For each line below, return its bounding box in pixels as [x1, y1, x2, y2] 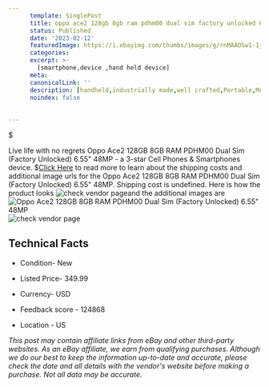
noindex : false [29, 94, 81, 102]
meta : [29, 71, 48, 79]
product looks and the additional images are [8, 189, 226, 197]
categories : [29, 49, 70, 57]
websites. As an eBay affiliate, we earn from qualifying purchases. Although [8, 344, 260, 353]
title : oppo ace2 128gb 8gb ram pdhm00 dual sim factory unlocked [29, 19, 256, 27]
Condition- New [19, 257, 73, 268]
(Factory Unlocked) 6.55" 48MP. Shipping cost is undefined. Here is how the [8, 180, 261, 189]
